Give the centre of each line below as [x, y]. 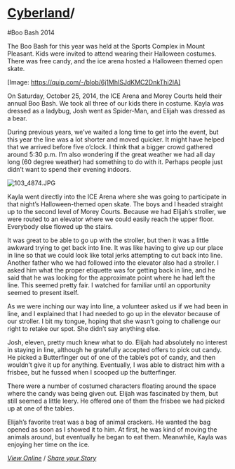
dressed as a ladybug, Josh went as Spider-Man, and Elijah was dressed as [116, 111]
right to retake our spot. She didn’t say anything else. [84, 328]
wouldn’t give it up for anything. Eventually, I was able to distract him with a [116, 365]
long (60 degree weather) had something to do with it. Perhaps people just [115, 162]
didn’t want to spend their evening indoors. [69, 169]
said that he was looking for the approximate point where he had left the [111, 277]
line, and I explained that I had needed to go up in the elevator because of [114, 313]
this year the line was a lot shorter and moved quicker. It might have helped [116, 139]
